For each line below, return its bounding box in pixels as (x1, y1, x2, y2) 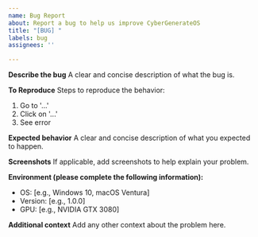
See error (19, 118, 52, 127)
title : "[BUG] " (8, 26, 62, 34)
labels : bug (8, 33, 48, 42)
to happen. (8, 142, 44, 151)
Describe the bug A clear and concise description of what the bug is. (8, 70, 235, 80)
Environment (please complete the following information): (8, 173, 204, 182)
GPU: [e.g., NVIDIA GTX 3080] (19, 204, 120, 215)
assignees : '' (8, 41, 56, 49)
